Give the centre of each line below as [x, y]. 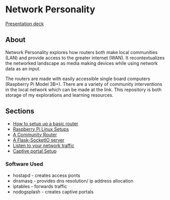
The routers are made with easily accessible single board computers [78, 79]
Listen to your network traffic [43, 146]
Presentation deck [25, 24]
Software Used [24, 164]
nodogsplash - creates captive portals [53, 192]
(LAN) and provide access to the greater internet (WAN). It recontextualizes [85, 58]
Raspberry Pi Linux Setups [41, 129]
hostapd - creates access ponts [46, 175]
